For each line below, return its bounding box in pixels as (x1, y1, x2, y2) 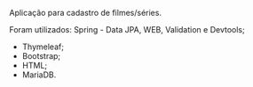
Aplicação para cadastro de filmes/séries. (9, 8, 162, 18)
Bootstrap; (21, 51, 61, 61)
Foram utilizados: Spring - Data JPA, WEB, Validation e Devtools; (9, 25, 246, 34)
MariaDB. (21, 69, 57, 80)
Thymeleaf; (21, 41, 65, 52)
